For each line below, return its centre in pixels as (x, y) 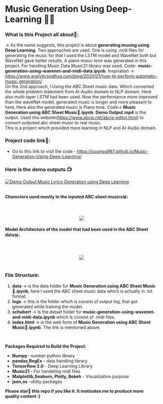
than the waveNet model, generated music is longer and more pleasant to (78, 102)
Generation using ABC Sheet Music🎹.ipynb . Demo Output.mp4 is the (76, 113)
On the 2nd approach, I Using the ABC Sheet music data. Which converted (80, 87)
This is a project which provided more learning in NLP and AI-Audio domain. (81, 128)
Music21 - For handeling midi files (46, 371)
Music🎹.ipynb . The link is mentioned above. (56, 327)
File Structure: (22, 275)
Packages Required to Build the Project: (46, 346)
